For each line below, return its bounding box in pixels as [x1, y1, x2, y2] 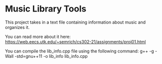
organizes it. [5, 24, 30, 30]
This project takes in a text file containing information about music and [5, 19, 146, 25]
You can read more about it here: [5, 34, 71, 39]
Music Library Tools [5, 3, 86, 14]
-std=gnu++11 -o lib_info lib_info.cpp [14, 53, 88, 59]
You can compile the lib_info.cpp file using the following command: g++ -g [5, 48, 154, 54]
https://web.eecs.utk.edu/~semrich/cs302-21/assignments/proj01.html [5, 38, 146, 44]
